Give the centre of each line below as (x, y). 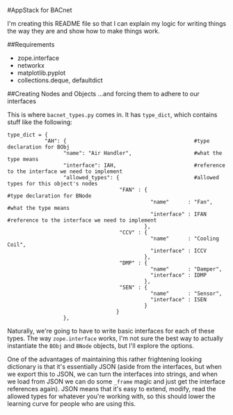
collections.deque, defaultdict (60, 80)
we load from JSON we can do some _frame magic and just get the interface (116, 382)
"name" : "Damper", (186, 269)
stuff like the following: (40, 122)
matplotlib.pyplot (41, 73)
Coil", (17, 245)
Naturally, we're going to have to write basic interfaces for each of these (111, 331)
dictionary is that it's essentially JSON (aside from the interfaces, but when (115, 367)
